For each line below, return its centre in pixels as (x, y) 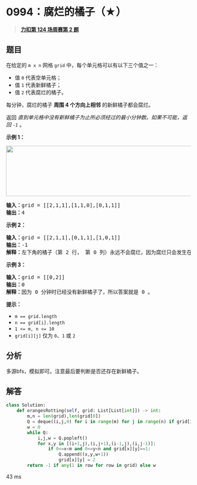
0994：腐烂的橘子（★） (66, 12)
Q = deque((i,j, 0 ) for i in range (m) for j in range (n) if (101, 422)
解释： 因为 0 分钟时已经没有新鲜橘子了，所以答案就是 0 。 (80, 292)
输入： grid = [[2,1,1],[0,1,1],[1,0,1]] (63, 238)
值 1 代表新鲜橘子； (38, 85)
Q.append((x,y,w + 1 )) (84, 454)
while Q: (38, 433)
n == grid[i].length (40, 323)
